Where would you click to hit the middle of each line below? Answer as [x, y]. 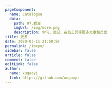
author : [13, 69]
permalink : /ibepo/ [25, 46]
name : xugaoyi [24, 73]
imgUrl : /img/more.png [37, 28]
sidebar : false [20, 50]
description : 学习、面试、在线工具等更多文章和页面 [61, 32]
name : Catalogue [26, 14]
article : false [20, 55]
